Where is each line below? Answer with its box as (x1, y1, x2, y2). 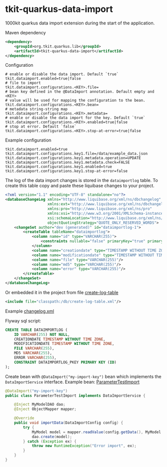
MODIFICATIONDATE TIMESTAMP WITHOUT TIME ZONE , (14, 341, 114, 346)
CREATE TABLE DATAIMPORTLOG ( (5, 327, 68, 332)
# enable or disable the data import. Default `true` (5, 72, 119, 77)
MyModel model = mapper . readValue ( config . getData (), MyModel (31, 430, 162, 435)
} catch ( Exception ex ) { (23, 439, 77, 444)
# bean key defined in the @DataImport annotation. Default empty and (5, 89, 155, 94)
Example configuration (5, 137, 52, 143)
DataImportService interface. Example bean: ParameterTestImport (5, 379, 140, 385)
